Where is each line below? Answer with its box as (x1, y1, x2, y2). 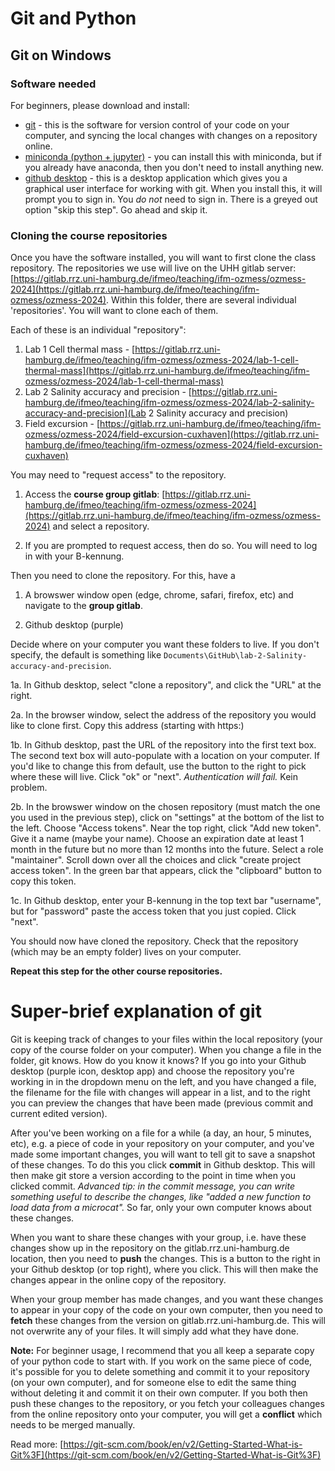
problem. (10, 782, 48, 794)
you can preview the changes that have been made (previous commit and (10, 1097, 314, 1109)
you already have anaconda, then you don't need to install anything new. (24, 161, 324, 173)
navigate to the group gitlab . (24, 600, 143, 612)
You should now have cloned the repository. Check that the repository (10, 935, 299, 947)
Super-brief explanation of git (10, 1000, 262, 1023)
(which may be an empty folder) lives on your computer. (10, 946, 242, 958)
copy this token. (10, 875, 77, 887)
